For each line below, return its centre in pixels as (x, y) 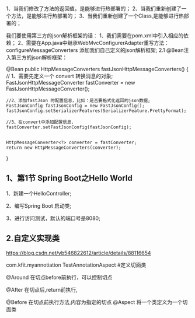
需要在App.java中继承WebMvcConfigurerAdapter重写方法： (97, 43)
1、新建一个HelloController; (39, 193)
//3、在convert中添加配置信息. (40, 122)
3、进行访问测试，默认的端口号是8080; (53, 218)
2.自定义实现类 (33, 238)
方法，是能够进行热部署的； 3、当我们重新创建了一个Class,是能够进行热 (97, 16)
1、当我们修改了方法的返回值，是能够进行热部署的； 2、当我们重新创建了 (94, 8)
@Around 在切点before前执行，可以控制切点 (59, 277)
